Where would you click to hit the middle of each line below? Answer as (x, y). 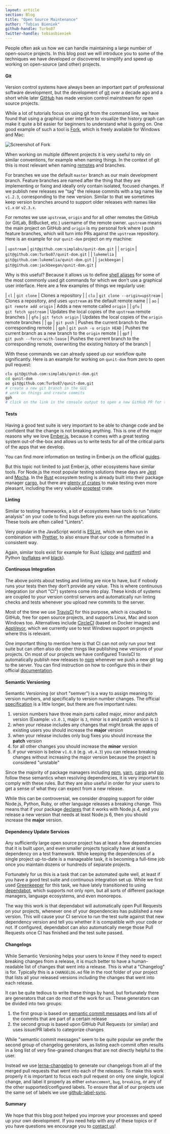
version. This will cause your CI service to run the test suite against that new (85, 917)
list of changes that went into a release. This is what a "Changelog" (95, 966)
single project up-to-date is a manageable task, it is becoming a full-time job (85, 859)
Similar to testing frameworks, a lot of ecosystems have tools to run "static (83, 511)
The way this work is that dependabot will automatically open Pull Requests (84, 906)
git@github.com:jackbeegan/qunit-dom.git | (51, 265)
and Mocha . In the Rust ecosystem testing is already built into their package (84, 477)
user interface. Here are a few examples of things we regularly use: (75, 286)
